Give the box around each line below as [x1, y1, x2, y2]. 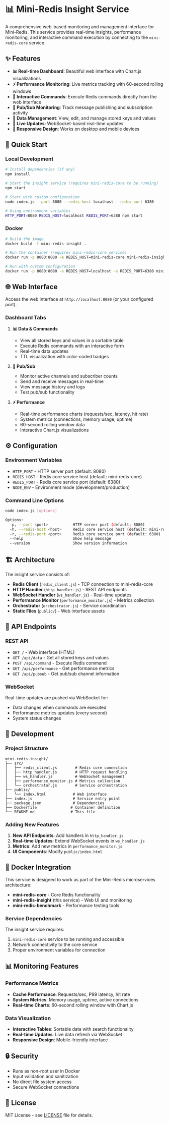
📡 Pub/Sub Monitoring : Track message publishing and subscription [12, 104, 153, 110]
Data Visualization [5, 1015, 51, 1022]
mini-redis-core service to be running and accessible [12, 936, 125, 942]
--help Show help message [10, 536, 112, 541]
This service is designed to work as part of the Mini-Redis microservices [5, 876, 156, 882]
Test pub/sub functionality [20, 389, 74, 396]
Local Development [5, 155, 54, 162]
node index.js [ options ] [5, 509, 57, 514]
